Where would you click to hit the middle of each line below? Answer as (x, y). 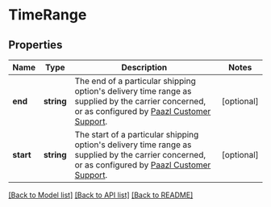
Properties (35, 45)
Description (144, 68)
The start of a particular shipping (137, 135)
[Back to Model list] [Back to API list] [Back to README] (101, 195)
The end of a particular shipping (135, 81)
